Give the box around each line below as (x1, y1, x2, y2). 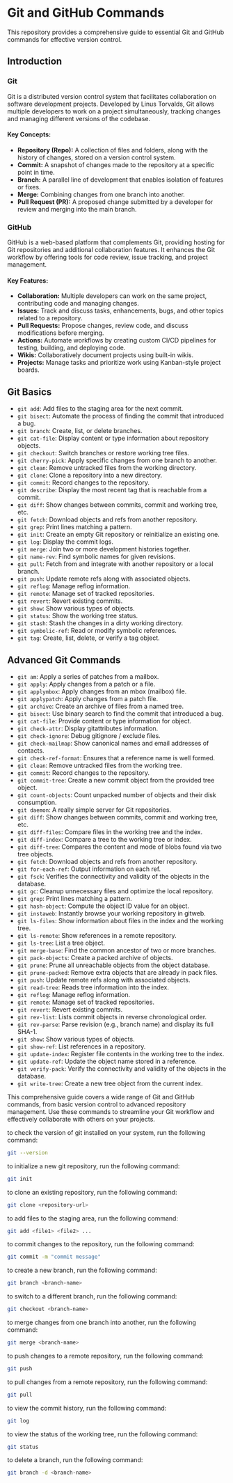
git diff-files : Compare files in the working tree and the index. (17, 827, 203, 836)
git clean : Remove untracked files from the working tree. (17, 761, 182, 769)
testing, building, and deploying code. (17, 343, 126, 352)
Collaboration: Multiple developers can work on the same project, (17, 292, 207, 300)
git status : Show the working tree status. (17, 611, 138, 620)
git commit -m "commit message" (7, 1253, 101, 1261)
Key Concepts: (7, 130, 51, 139)
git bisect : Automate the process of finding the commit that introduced (17, 412, 225, 421)
